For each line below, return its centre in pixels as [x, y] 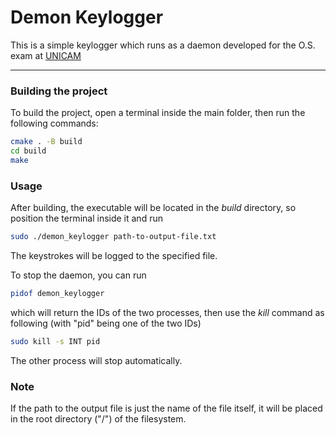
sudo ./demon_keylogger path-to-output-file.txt [113, 237]
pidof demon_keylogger [57, 294]
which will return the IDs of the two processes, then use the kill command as [167, 312]
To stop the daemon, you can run [78, 275]
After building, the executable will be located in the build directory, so [153, 208]
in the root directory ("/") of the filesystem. [98, 419]
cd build [28, 151]
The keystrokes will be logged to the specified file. [114, 256]
